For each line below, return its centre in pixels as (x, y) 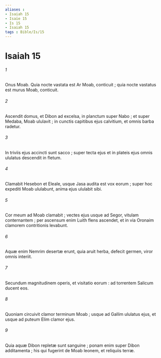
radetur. (13, 126)
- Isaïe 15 (16, 18)
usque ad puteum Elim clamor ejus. (40, 319)
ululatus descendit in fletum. (33, 158)
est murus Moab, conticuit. (32, 90)
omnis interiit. (19, 257)
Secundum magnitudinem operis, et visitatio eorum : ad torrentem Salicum (79, 283)
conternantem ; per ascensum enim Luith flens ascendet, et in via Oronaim (80, 220)
